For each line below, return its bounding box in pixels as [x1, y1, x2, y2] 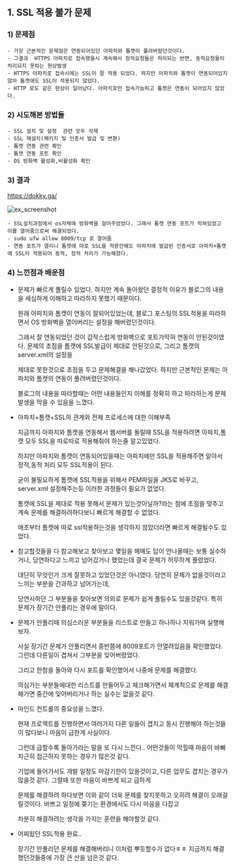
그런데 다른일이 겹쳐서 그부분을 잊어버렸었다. [17, 650, 141, 659]
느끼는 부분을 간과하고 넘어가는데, [17, 579, 110, 588]
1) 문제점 [7, 30, 35, 39]
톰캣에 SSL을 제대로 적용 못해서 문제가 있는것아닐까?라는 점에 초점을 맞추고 [17, 499, 224, 507]
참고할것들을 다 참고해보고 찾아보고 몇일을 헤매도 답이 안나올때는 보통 [17, 547, 208, 555]
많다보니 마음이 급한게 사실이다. [25, 728, 112, 736]
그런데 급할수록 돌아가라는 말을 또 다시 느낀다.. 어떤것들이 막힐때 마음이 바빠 [17, 743, 227, 752]
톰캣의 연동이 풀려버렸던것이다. [36, 374, 122, 383]
